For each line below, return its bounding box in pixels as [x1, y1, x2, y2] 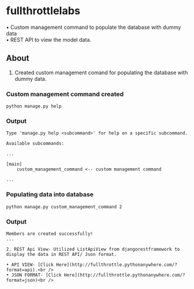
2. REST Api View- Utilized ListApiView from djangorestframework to [6, 246, 180, 252]
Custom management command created [6, 90, 124, 98]
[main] [6, 161, 22, 168]
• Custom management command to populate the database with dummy [6, 24, 181, 31]
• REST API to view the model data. [6, 36, 92, 43]
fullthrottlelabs [6, 4, 81, 18]
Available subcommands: [6, 140, 65, 147]
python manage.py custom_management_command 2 [6, 203, 122, 210]
